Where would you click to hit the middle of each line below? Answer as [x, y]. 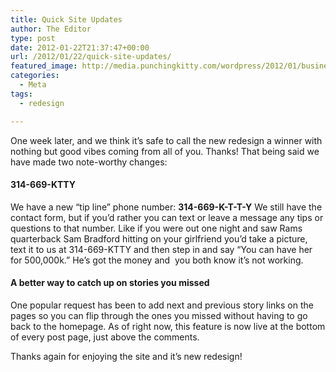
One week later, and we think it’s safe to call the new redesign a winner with [166, 140]
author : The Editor [51, 29]
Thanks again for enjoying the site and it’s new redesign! [126, 356]
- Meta [33, 85]
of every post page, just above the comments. [105, 337]
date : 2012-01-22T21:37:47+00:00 [80, 47]
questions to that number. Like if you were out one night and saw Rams [156, 228]
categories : [35, 76]
